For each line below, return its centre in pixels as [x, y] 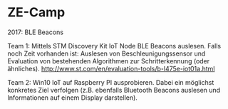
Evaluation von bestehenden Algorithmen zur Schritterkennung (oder [109, 61]
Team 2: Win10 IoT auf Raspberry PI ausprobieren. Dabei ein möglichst [111, 82]
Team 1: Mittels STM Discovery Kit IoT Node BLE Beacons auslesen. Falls [114, 46]
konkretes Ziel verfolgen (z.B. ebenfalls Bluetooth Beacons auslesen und [114, 90]
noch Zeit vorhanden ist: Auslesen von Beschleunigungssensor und [107, 53]
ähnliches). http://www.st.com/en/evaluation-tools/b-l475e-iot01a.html [111, 68]
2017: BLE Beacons [36, 32]
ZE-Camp [36, 12]
